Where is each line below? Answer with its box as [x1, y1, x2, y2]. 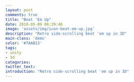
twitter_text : [5, 64, 36, 69]
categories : [5, 60, 31, 65]
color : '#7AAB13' [5, 41, 42, 46]
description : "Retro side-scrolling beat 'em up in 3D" [5, 31, 127, 36]
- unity [5, 50, 22, 55]
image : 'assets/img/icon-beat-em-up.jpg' [5, 26, 95, 32]
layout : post [5, 7, 33, 13]
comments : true [5, 12, 38, 17]
